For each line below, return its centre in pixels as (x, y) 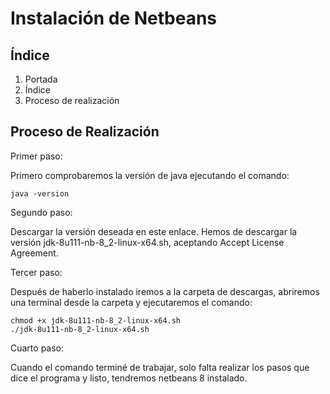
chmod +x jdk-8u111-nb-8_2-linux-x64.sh (96, 320)
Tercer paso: (36, 272)
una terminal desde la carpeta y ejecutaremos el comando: (131, 302)
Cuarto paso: (37, 348)
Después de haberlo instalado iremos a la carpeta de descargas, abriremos (165, 291)
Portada (41, 79)
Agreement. (34, 253)
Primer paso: (36, 156)
